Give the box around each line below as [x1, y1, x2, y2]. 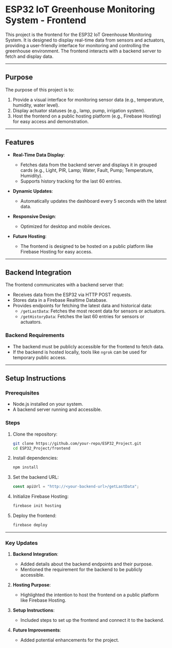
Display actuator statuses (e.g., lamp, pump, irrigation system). [12, 107, 146, 113]
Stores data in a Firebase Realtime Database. [12, 297, 107, 303]
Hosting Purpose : [12, 582, 51, 588]
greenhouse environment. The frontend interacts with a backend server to [5, 48, 162, 54]
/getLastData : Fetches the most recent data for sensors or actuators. [20, 308, 166, 314]
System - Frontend [5, 14, 87, 26]
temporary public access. [12, 354, 67, 360]
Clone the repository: [12, 431, 58, 437]
